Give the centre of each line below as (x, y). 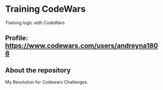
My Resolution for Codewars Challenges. (47, 82)
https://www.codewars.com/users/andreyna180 (81, 46)
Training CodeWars (45, 9)
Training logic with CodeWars (35, 23)
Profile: (17, 38)
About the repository (38, 70)
